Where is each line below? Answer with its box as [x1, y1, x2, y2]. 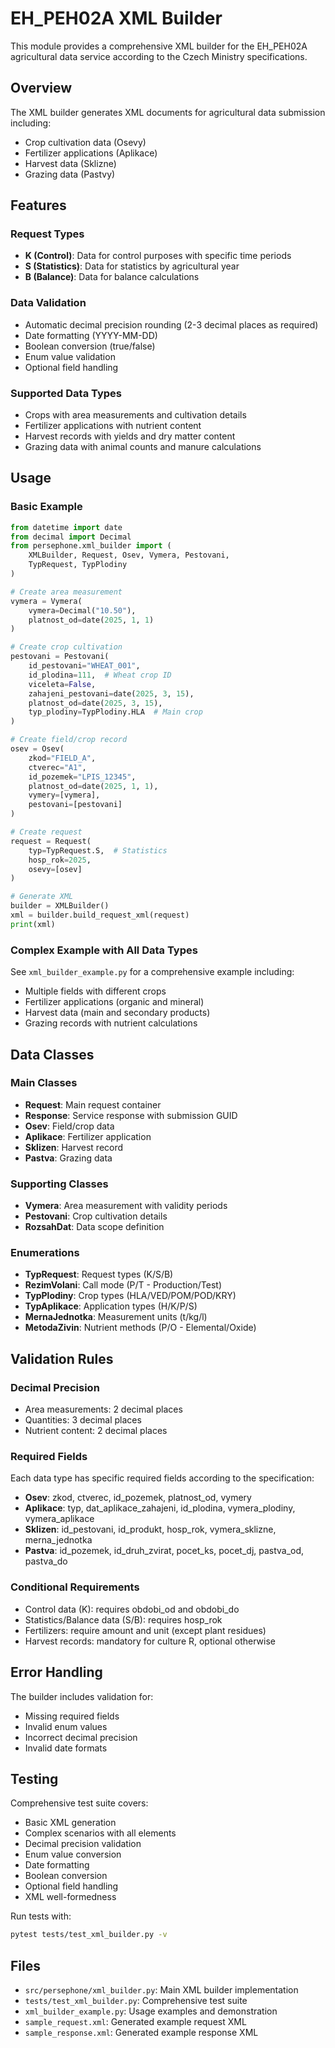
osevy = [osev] [28, 864, 83, 874]
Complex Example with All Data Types [10, 943, 198, 957]
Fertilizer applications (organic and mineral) [24, 996, 205, 1008]
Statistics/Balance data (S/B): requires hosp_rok [24, 1613, 223, 1626]
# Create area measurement [10, 587, 123, 597]
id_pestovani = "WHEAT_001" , [28, 661, 141, 671]
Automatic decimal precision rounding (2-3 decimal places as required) [24, 318, 319, 331]
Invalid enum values [24, 1720, 108, 1732]
